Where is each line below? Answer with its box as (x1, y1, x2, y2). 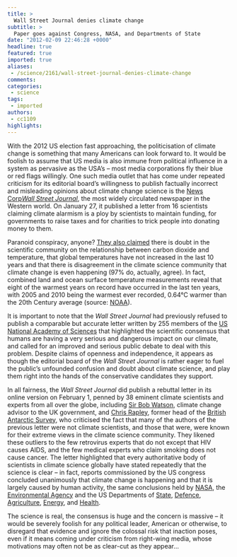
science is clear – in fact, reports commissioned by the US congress (7, 468, 206, 476)
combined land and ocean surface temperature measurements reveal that (7, 275, 222, 283)
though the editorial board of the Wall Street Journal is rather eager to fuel (7, 356, 224, 365)
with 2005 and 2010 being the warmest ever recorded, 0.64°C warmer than (7, 291, 227, 299)
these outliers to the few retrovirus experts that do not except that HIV (7, 438, 212, 446)
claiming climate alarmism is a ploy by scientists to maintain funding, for (7, 209, 217, 218)
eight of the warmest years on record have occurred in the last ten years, (7, 283, 221, 291)
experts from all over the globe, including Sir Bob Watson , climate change (7, 400, 221, 409)
